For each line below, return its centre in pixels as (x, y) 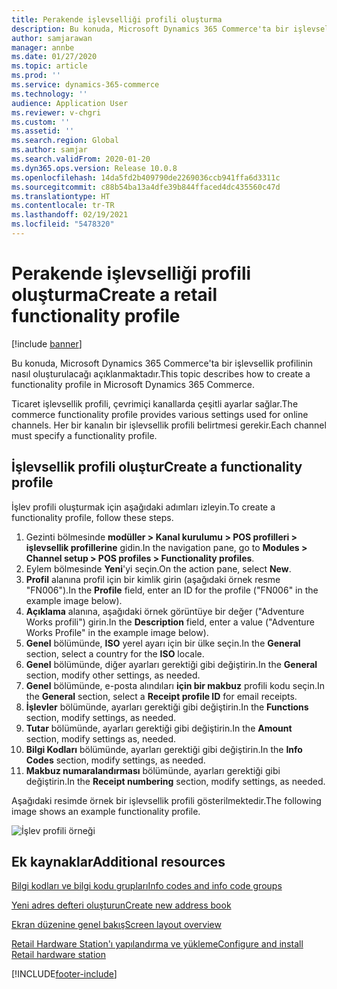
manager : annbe (43, 47)
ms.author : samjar (49, 150)
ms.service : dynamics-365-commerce (85, 85)
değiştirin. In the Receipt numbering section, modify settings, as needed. (175, 781)
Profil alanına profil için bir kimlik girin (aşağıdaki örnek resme (153, 579)
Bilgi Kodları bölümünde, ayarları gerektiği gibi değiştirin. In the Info (164, 749)
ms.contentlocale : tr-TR (63, 206)
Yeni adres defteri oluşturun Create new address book (121, 905)
